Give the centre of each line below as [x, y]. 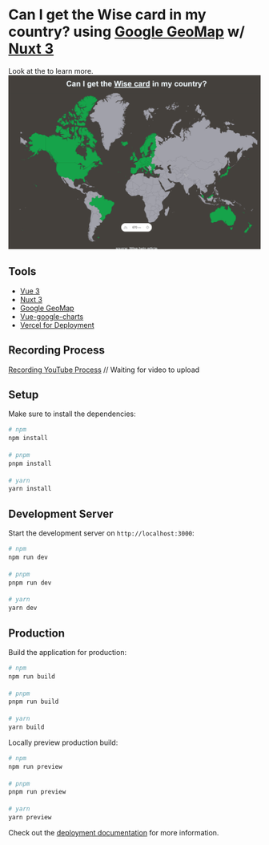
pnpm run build [34, 702]
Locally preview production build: [63, 742]
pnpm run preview [37, 792]
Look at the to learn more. [51, 71]
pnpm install [30, 463]
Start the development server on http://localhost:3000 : [101, 533]
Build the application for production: [67, 652]
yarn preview [30, 818]
